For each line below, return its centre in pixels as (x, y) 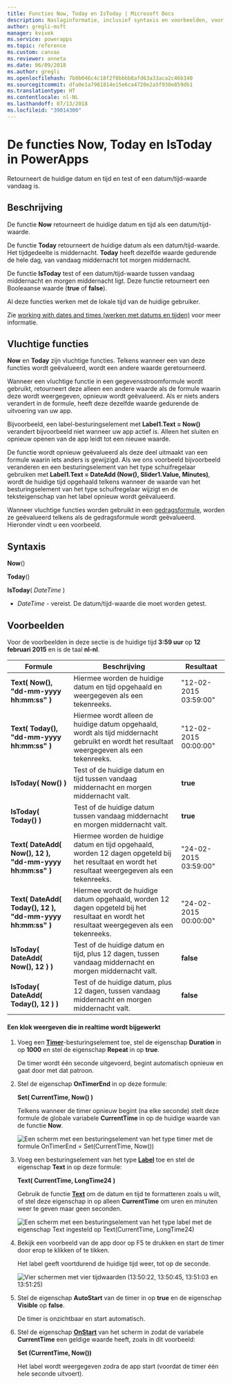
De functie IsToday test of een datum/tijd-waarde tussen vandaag (101, 273)
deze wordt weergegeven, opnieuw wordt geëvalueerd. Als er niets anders (113, 396)
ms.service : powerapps (40, 40)
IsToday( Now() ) (39, 782)
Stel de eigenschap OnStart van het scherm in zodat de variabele (110, 1332)
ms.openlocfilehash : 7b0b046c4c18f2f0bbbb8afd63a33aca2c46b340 (100, 78)
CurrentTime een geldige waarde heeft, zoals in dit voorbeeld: (106, 1340)
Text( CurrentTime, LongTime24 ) (66, 1181)
